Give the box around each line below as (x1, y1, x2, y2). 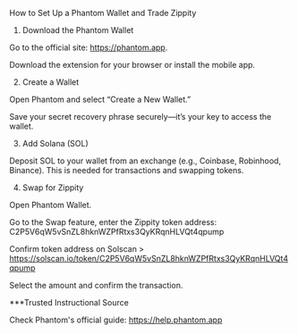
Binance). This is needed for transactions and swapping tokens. (9, 165, 244, 175)
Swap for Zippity (21, 182, 84, 193)
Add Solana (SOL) (21, 138, 89, 148)
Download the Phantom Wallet (21, 25, 134, 35)
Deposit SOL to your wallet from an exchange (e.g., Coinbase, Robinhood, (9, 155, 282, 166)
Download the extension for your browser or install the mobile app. (9, 60, 256, 70)
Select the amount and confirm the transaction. (9, 280, 183, 290)
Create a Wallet (21, 77, 80, 88)
